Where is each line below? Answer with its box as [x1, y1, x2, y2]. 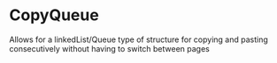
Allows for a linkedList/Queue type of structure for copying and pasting [9, 34, 268, 45]
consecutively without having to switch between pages [9, 43, 211, 53]
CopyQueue [9, 5, 99, 25]
